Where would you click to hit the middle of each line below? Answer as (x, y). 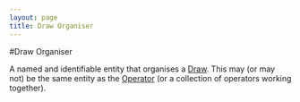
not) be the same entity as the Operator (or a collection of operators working (150, 78)
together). (28, 88)
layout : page (34, 17)
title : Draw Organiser (51, 26)
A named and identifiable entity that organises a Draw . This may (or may (142, 69)
